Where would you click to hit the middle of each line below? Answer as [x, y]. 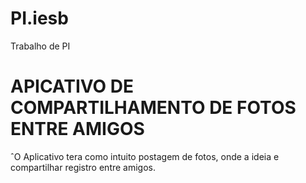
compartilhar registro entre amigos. [83, 167]
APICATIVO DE [72, 86]
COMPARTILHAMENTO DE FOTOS [153, 108]
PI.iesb [39, 18]
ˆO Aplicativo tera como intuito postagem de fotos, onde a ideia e [145, 156]
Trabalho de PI [40, 46]
